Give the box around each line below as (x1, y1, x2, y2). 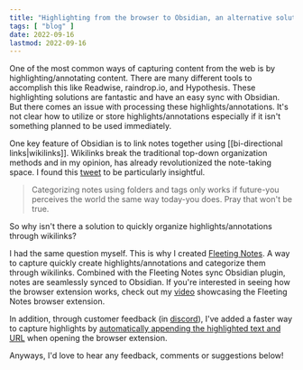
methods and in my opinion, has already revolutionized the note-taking (9, 157, 272, 168)
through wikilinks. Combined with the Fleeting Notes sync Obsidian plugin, (9, 267, 286, 278)
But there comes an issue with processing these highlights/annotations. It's (9, 101, 289, 113)
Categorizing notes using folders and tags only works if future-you (31, 184, 280, 195)
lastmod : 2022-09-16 (9, 38, 87, 48)
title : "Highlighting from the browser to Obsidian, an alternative (9, 13, 272, 23)
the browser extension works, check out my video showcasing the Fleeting (9, 286, 288, 298)
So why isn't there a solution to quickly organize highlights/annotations (9, 221, 272, 232)
